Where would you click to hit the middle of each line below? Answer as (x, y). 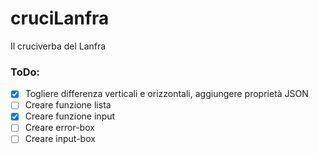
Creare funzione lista (68, 105)
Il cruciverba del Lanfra (58, 46)
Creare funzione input (70, 116)
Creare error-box (59, 128)
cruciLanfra (60, 18)
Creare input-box (60, 139)
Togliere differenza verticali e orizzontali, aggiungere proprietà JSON (166, 94)
